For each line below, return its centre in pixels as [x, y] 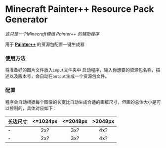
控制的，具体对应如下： [33, 108]
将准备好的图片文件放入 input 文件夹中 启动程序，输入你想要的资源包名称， [81, 70]
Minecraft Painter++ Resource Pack [80, 9]
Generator [26, 19]
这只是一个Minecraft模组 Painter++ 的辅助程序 [52, 34]
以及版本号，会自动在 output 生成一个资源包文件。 [59, 76]
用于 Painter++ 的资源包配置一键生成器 [45, 44]
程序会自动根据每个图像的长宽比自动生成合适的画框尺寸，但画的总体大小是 [81, 102]
